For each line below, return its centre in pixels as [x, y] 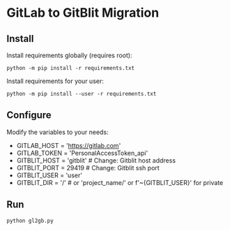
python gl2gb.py [30, 221]
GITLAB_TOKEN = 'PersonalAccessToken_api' [82, 153]
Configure [29, 115]
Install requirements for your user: [55, 81]
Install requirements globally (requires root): [69, 55]
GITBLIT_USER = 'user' [49, 175]
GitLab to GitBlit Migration [83, 13]
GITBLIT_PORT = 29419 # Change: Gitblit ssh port [88, 167]
